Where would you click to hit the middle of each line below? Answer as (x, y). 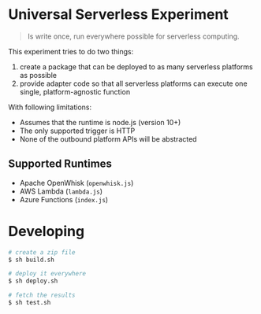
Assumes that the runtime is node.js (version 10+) (100, 122)
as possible (38, 75)
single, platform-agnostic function (75, 91)
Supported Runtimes (60, 164)
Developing (47, 231)
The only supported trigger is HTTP (77, 131)
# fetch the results (42, 296)
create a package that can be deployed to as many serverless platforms (136, 66)
